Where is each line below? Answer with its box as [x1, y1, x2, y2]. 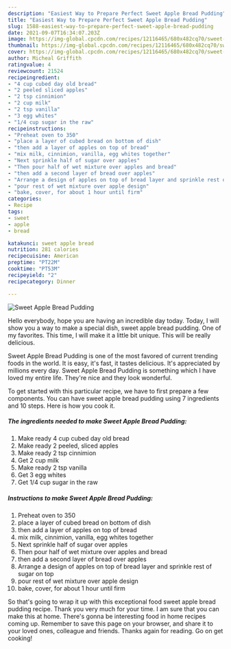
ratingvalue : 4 [8, 61, 51, 68]
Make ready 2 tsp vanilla [17, 463, 88, 472]
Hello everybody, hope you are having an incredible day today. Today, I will [8, 316, 219, 324]
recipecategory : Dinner [8, 278, 76, 285]
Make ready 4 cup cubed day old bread [17, 434, 130, 443]
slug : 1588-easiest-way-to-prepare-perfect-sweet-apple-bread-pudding [8, 23, 214, 30]
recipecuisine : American [8, 252, 79, 260]
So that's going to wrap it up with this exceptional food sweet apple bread [8, 597, 217, 606]
